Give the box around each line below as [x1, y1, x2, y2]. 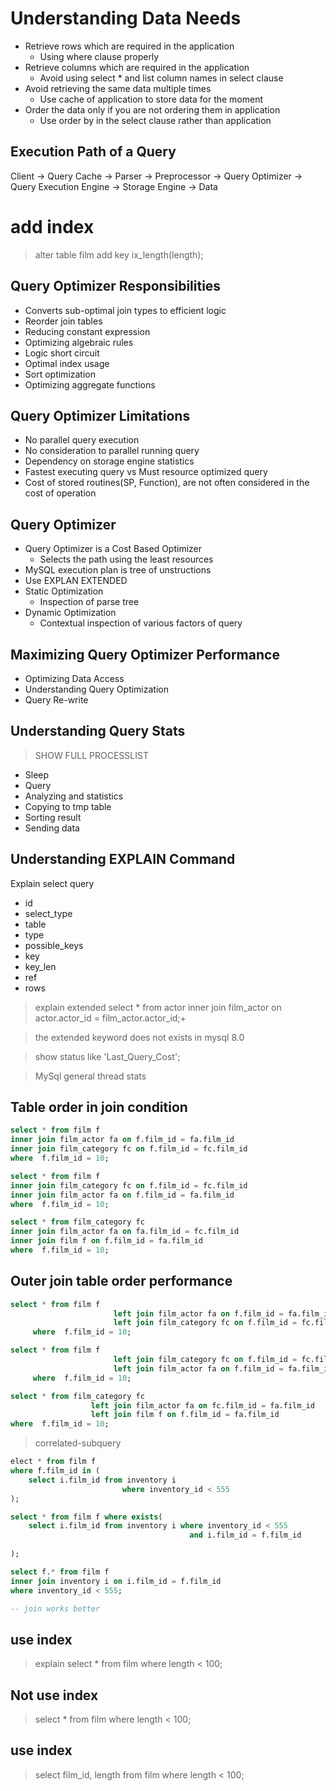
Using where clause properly [39, 50, 160, 62]
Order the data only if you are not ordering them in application [24, 103, 281, 116]
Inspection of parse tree [39, 596, 140, 608]
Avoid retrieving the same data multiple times [24, 82, 212, 94]
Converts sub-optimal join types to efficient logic [24, 304, 227, 316]
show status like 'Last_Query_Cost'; [34, 1050, 181, 1062]
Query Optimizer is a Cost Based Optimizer [24, 543, 203, 555]
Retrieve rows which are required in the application [24, 40, 235, 52]
